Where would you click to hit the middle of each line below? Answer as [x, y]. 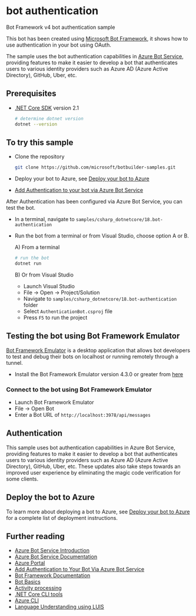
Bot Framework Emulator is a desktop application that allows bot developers [98, 350]
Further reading [35, 537]
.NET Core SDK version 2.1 [47, 108]
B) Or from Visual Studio [44, 275]
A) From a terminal [37, 247]
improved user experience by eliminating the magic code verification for [94, 472]
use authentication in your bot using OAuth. [59, 45]
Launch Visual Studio [49, 286]
